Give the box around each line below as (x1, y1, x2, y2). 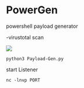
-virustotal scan (6, 34, 44, 41)
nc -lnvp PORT (6, 77, 41, 83)
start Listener (6, 66, 38, 73)
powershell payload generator (6, 23, 78, 30)
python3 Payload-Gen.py (6, 56, 64, 61)
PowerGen (6, 3, 58, 17)
